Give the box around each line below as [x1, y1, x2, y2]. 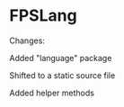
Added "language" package [9, 52, 112, 63]
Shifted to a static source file [9, 69, 116, 81]
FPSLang [9, 5, 78, 26]
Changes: [9, 35, 45, 46]
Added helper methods [9, 87, 94, 98]
